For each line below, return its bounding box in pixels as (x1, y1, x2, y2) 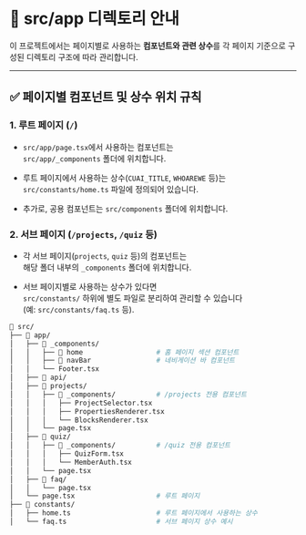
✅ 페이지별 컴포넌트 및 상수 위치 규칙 (9, 89, 202, 105)
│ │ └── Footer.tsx (9, 365, 100, 374)
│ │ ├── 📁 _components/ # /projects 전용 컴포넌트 (9, 389, 248, 399)
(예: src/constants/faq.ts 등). (22, 304, 135, 314)
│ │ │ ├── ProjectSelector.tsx (9, 398, 153, 407)
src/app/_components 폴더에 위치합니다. (22, 152, 167, 164)
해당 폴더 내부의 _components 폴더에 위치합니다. (22, 262, 192, 273)
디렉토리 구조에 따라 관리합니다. (25, 51, 138, 62)
